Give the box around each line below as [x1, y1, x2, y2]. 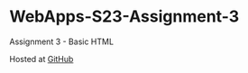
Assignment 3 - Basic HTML [9, 36, 115, 47]
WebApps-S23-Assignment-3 [9, 6, 240, 27]
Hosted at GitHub [9, 53, 74, 64]
